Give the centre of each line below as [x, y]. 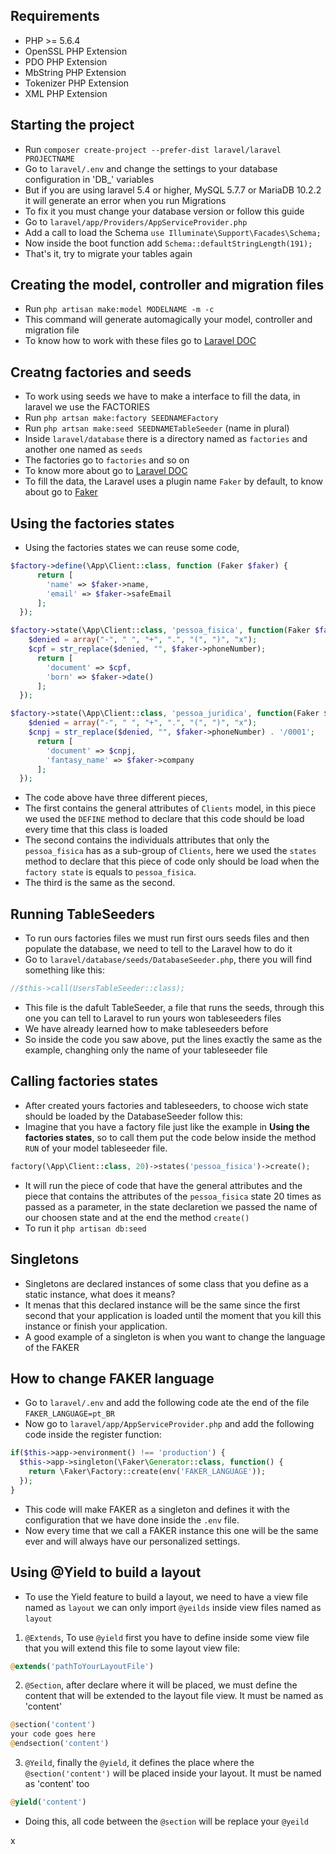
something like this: [64, 970]
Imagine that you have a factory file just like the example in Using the [167, 1126]
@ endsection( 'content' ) [60, 1744]
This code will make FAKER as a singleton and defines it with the [157, 1509]
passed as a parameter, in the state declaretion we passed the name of [171, 1206]
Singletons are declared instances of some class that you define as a [166, 1283]
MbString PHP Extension [75, 72]
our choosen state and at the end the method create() [137, 1217]
